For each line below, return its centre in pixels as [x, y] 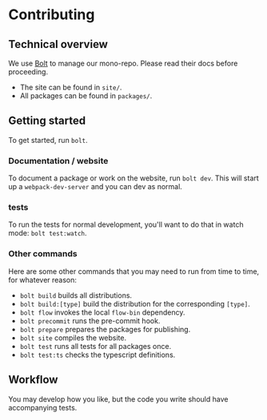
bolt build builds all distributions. [76, 295]
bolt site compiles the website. [73, 338]
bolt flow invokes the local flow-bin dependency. [102, 312]
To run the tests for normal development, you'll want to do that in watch [126, 224]
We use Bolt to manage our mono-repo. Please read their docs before [123, 63]
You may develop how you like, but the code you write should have [118, 399]
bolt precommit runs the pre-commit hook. [90, 320]
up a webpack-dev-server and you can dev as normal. [95, 187]
